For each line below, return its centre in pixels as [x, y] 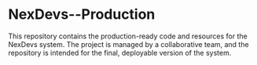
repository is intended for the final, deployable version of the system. [120, 52]
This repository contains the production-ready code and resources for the [128, 36]
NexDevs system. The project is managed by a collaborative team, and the [128, 44]
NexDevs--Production [82, 14]
